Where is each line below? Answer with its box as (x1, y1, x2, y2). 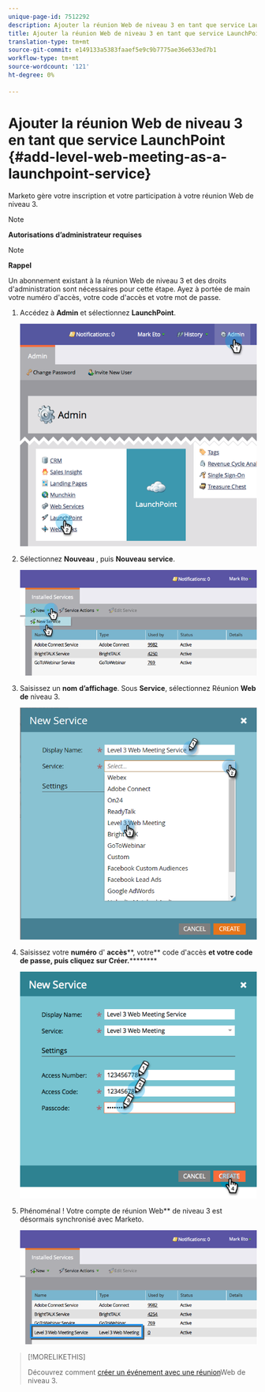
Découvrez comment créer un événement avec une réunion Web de (27, 1367, 246, 1377)
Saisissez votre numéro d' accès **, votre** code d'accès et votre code (19, 947, 253, 957)
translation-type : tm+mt (8, 38, 90, 46)
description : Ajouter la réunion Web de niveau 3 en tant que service (8, 21, 245, 29)
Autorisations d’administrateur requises (8, 230, 142, 239)
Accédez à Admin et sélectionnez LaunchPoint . (19, 308, 176, 317)
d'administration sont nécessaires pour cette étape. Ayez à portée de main (8, 284, 251, 294)
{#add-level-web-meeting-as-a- (8, 148, 227, 166)
